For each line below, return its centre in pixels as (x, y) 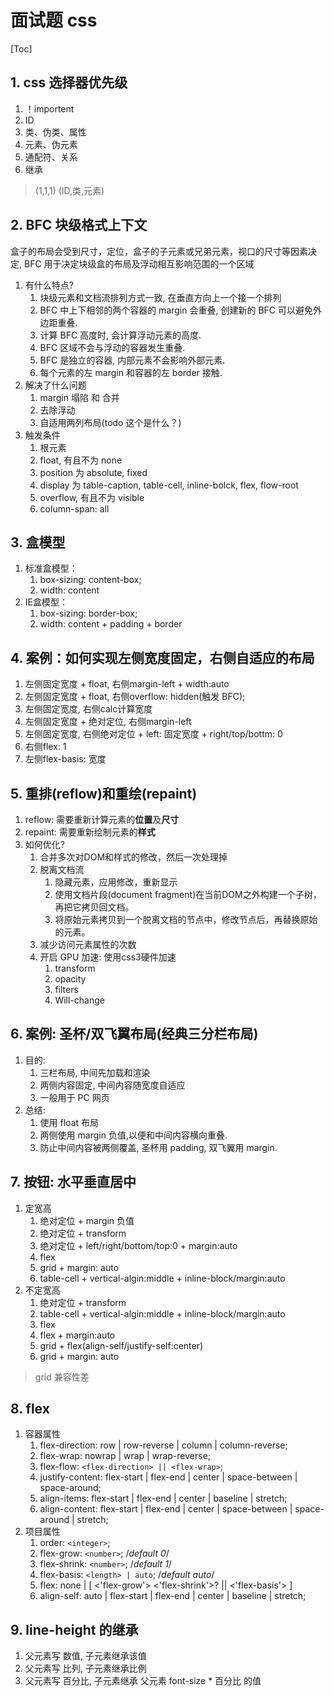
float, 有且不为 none (81, 460)
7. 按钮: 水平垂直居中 (73, 1182)
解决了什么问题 (55, 385)
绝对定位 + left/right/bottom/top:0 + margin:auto (138, 1245)
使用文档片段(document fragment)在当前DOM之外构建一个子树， (188, 894)
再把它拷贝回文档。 (94, 907)
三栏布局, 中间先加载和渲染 (95, 1072)
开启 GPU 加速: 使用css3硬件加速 (108, 957)
